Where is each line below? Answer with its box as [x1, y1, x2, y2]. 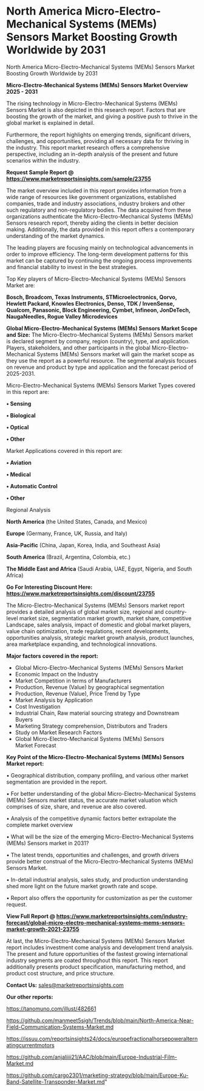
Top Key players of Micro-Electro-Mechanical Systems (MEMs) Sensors [6, 275, 186, 282]
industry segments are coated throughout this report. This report [6, 956, 168, 964]
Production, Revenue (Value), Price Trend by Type [15, 690, 141, 697]
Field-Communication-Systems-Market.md [6, 1023, 114, 1030]
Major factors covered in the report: [6, 652, 98, 659]
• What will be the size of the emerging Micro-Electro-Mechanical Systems [6, 833, 194, 840]
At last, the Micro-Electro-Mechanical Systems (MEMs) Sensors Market [6, 937, 185, 944]
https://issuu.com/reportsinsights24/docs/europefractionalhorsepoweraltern [6, 1035, 198, 1042]
